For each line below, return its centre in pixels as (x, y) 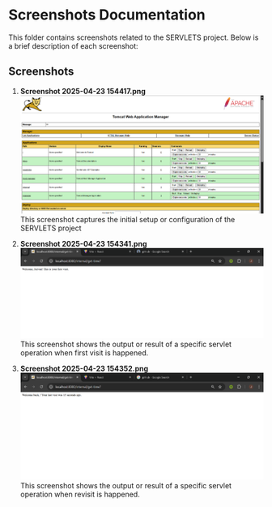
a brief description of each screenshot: (74, 45)
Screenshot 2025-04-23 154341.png (83, 243)
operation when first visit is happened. (84, 353)
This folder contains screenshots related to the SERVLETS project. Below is (134, 37)
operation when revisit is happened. (80, 494)
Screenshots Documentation (107, 15)
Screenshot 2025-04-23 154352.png (84, 369)
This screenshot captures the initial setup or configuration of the (127, 219)
